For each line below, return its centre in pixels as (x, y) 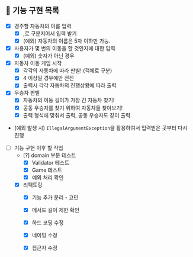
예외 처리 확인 (48, 177)
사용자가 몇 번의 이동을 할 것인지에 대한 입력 (65, 48)
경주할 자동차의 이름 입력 (43, 26)
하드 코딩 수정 (48, 223)
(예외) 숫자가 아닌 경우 (49, 56)
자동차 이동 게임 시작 (38, 63)
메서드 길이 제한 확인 (56, 210)
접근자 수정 (44, 248)
